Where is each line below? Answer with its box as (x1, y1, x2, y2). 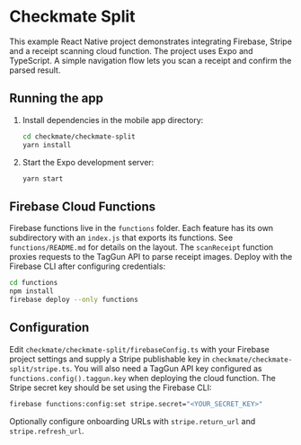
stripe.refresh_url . (9, 425, 84, 436)
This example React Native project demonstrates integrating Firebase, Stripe (9, 36, 292, 47)
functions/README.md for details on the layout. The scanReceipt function (9, 242, 274, 253)
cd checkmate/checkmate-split (22, 132, 137, 141)
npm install (9, 287, 54, 296)
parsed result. (9, 65, 61, 76)
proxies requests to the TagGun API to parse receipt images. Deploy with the (9, 252, 293, 263)
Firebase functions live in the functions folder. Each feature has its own (9, 223, 274, 234)
